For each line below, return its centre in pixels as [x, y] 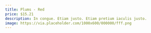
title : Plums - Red [25, 9]
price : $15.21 [19, 14]
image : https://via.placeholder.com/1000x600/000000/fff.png [68, 23]
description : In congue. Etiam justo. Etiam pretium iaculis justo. [76, 18]
